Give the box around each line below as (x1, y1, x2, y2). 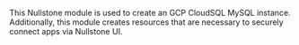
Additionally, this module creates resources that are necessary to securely (9, 17, 285, 27)
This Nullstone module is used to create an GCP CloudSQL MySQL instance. (9, 8, 291, 18)
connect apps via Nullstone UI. (9, 26, 123, 36)
